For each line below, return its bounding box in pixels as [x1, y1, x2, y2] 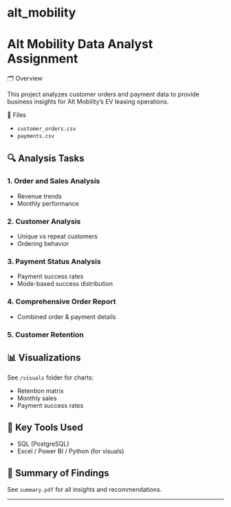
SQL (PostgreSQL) [16, 439, 70, 448]
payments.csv [16, 133, 55, 140]
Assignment [7, 51, 78, 67]
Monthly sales [16, 394, 57, 402]
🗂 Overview [7, 74, 43, 83]
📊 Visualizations [7, 352, 81, 364]
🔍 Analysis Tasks [7, 152, 85, 164]
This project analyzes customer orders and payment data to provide [7, 90, 199, 99]
